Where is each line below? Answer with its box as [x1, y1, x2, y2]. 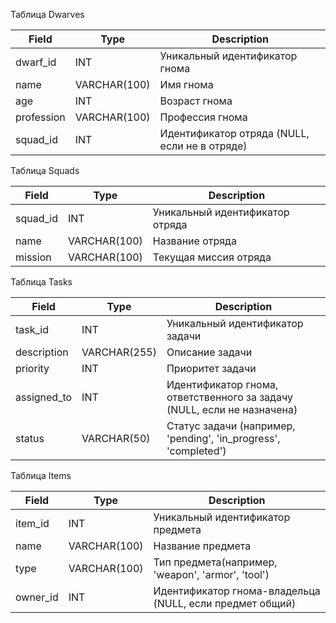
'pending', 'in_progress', [166, 432, 281, 445]
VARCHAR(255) [81, 345, 157, 359]
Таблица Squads [10, 165, 80, 176]
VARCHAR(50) [81, 432, 151, 445]
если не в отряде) [159, 139, 248, 153]
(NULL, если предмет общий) [153, 597, 297, 610]
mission [15, 250, 52, 264]
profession [15, 110, 66, 124]
